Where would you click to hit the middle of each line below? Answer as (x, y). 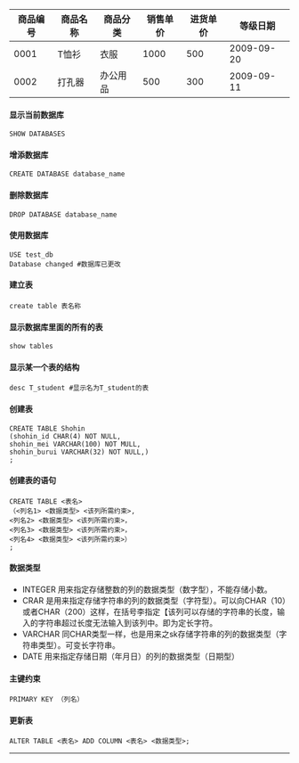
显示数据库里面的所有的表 (56, 327)
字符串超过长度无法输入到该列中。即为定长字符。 (128, 623)
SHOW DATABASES (37, 134)
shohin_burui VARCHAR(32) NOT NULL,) (79, 452)
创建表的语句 (32, 480)
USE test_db (31, 254)
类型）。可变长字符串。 (79, 645)
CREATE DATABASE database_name (67, 174)
